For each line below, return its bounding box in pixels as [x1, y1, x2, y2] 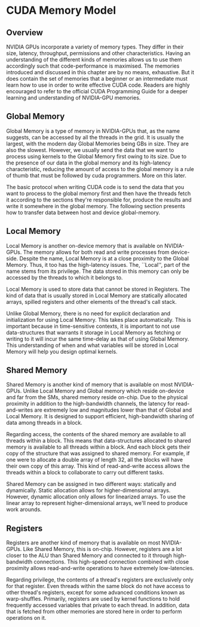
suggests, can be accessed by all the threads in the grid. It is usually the [6, 133, 184, 141]
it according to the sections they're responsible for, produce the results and [6, 196, 192, 203]
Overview [6, 28, 44, 38]
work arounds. [6, 506, 42, 513]
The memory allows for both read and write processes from [23, 248, 170, 255]
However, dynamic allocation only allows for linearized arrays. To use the [6, 493, 186, 500]
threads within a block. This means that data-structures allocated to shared [6, 437, 191, 445]
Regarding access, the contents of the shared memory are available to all [6, 431, 186, 438]
